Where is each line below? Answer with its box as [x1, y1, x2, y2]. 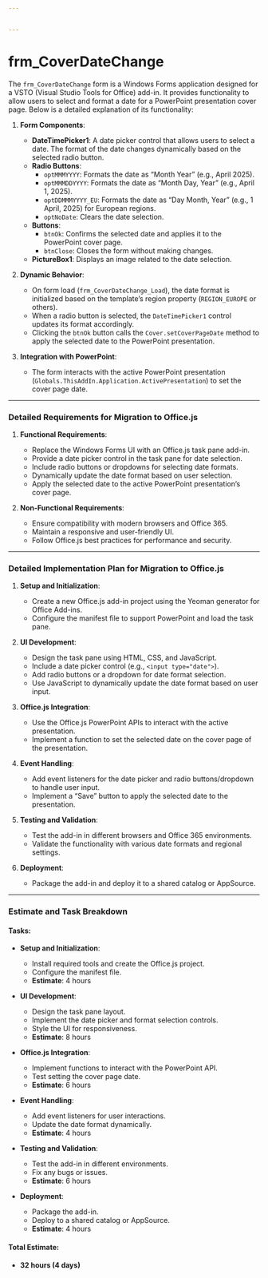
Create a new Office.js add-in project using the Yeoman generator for [31, 597, 260, 606]
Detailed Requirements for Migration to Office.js [8, 411, 198, 423]
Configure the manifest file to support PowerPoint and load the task [31, 613, 254, 623]
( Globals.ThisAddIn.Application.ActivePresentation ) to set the [31, 375, 242, 385]
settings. [31, 847, 61, 857]
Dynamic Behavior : [19, 269, 85, 280]
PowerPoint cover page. [43, 237, 124, 247]
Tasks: [8, 926, 31, 935]
